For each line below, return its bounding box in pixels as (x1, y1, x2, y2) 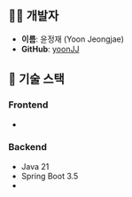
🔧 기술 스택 (8, 72, 66, 87)
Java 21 (20, 161, 50, 171)
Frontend (8, 98, 49, 111)
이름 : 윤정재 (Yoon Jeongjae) (20, 34, 125, 44)
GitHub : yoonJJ (20, 43, 80, 54)
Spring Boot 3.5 (20, 170, 79, 181)
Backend (8, 141, 48, 154)
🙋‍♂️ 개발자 (8, 8, 59, 24)
